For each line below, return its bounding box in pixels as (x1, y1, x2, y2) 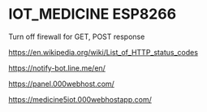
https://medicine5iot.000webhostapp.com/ (8, 94, 152, 104)
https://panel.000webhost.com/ (8, 79, 115, 88)
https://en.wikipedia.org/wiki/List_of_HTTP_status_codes (8, 47, 199, 57)
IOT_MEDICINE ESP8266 (8, 5, 177, 24)
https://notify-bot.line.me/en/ (8, 62, 106, 73)
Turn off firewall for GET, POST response (8, 32, 145, 41)
